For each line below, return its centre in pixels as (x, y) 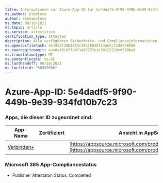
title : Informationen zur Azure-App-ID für (50, 9)
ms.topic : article (24, 28)
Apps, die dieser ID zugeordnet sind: (49, 118)
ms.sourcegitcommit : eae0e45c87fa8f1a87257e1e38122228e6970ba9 (70, 50)
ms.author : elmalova (26, 14)
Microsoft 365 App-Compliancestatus (51, 165)
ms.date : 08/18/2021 (26, 23)
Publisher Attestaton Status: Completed (51, 175)
